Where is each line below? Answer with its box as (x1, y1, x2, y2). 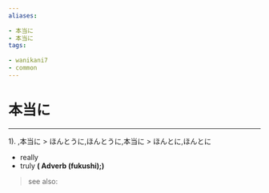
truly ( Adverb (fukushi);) (19, 161, 105, 171)
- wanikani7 (8, 57, 48, 65)
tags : (8, 42, 26, 50)
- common (8, 64, 38, 72)
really (19, 152, 38, 162)
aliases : (8, 11, 38, 20)
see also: (27, 176, 58, 186)
